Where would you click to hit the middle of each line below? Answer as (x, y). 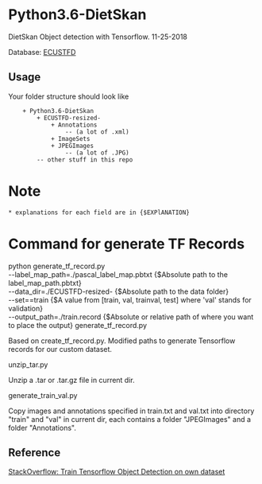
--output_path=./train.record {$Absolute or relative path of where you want (131, 317)
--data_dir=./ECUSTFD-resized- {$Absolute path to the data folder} (118, 291)
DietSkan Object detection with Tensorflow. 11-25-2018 (98, 37)
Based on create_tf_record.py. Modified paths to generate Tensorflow (122, 341)
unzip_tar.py (28, 365)
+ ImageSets (70, 139)
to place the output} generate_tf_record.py (78, 325)
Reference (35, 453)
